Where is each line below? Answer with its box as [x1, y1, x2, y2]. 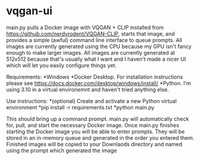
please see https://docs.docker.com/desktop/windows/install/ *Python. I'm [6, 79, 191, 87]
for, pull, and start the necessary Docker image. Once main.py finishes [6, 121, 180, 128]
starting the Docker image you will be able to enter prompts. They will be [6, 128, 185, 135]
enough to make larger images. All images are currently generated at [6, 49, 176, 56]
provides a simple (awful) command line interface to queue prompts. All [6, 36, 182, 43]
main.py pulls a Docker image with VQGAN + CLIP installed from [6, 24, 164, 31]
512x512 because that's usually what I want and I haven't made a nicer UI [6, 55, 186, 62]
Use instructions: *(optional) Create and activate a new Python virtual [6, 97, 177, 105]
